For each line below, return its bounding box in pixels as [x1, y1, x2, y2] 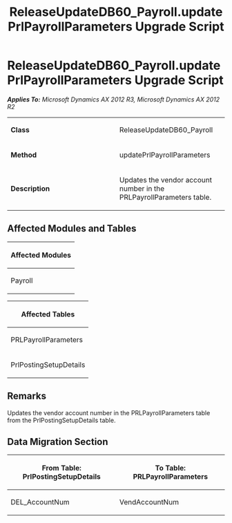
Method [10, 150, 37, 160]
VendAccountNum [119, 497, 180, 507]
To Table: [155, 464, 186, 473]
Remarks [7, 390, 47, 402]
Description [10, 184, 50, 193]
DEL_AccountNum [10, 497, 70, 507]
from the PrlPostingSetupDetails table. [7, 416, 116, 424]
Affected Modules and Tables [7, 222, 137, 235]
